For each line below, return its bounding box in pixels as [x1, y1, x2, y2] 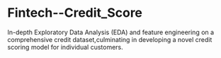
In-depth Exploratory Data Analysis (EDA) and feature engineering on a [7, 28, 215, 36]
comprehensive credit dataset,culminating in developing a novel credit [7, 35, 212, 43]
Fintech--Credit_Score [7, 5, 143, 21]
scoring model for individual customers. [7, 43, 124, 51]
